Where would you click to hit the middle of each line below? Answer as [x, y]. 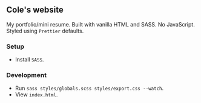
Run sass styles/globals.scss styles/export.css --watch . [89, 88]
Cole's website [35, 10]
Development [27, 75]
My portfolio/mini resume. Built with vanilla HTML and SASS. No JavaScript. [100, 24]
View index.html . [36, 95]
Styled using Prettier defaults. [45, 31]
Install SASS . [29, 60]
